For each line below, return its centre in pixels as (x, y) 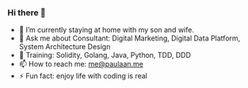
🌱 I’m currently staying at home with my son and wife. (107, 30)
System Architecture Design (65, 47)
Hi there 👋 (27, 13)
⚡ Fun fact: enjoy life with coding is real (83, 76)
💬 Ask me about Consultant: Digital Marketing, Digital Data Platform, (130, 38)
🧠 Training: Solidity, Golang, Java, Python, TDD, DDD (105, 55)
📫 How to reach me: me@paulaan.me (81, 64)
